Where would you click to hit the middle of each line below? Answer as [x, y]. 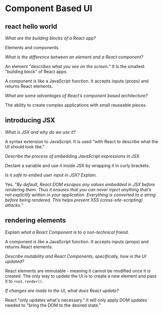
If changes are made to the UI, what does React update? [62, 291]
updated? [15, 261]
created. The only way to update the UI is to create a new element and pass [81, 276]
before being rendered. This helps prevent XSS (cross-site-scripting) [74, 200]
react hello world [31, 27]
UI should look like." [25, 147]
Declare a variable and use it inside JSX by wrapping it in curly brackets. [78, 166]
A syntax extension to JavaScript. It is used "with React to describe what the [81, 141]
